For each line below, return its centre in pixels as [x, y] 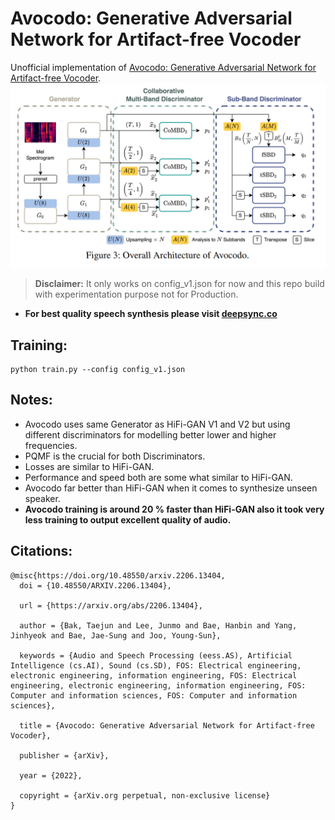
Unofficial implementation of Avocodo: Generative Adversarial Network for [163, 67]
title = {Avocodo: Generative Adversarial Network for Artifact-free [167, 725]
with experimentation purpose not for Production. [136, 294]
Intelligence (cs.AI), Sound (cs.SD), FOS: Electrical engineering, [156, 665]
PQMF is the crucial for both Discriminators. [115, 456]
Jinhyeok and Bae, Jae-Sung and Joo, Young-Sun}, [116, 635]
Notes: [31, 400]
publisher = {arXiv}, [64, 755]
